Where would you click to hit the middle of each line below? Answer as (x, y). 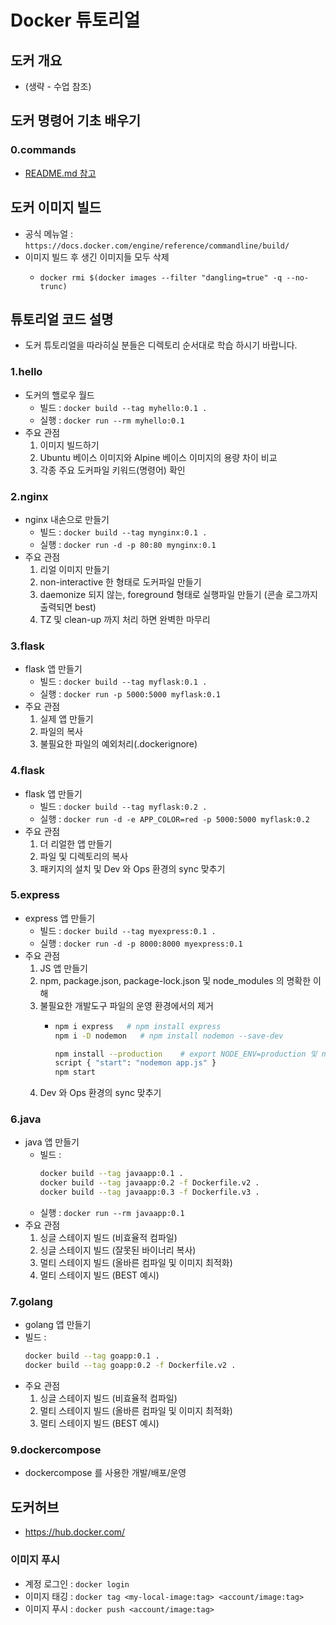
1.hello (26, 372)
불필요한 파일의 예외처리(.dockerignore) (118, 744)
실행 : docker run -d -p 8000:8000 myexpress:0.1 (141, 943)
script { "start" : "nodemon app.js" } (135, 1063)
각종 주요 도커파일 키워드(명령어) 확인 (112, 470)
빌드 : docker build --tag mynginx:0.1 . (123, 532)
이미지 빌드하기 (69, 445)
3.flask (27, 646)
